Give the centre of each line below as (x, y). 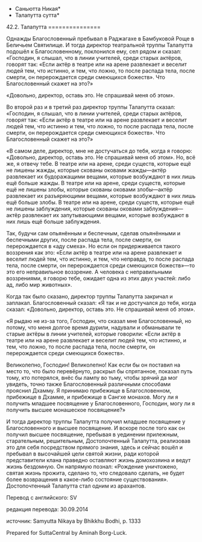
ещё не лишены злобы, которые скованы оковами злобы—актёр (90, 189)
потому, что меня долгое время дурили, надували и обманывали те (94, 327)
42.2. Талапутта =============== (54, 27)
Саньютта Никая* (38, 9)
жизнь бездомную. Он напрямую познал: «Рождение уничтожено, (92, 466)
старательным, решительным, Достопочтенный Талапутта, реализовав (99, 441)
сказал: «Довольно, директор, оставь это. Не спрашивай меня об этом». (101, 309)
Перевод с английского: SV (42, 498)
